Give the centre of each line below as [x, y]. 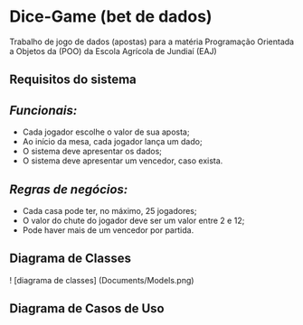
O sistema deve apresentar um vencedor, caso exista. [123, 161]
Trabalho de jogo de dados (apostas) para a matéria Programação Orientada [152, 42]
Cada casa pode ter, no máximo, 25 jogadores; [109, 210]
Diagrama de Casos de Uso [87, 309]
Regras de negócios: [69, 189]
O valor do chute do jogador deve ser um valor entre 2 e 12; [133, 220]
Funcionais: [43, 110]
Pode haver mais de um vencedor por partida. [108, 230]
